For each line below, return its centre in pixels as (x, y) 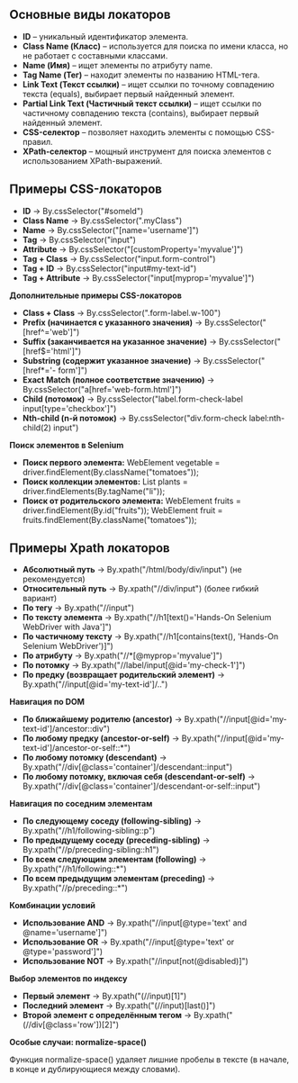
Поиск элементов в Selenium (67, 445)
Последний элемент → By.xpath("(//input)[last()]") (119, 1006)
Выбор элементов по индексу (68, 979)
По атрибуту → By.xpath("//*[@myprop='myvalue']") (122, 655)
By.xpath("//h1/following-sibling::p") (89, 831)
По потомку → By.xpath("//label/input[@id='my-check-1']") (134, 665)
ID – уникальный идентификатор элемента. (105, 36)
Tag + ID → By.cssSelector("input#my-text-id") (109, 268)
